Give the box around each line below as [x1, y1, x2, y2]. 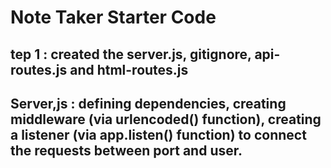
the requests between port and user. [10, 142, 243, 159]
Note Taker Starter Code [10, 6, 217, 29]
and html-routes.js [69, 61, 189, 78]
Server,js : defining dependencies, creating [10, 95, 287, 112]
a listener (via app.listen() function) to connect [10, 126, 307, 143]
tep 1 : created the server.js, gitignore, [10, 46, 252, 63]
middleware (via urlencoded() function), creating [10, 111, 322, 128]
